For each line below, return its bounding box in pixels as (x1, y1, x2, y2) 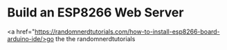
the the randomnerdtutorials (55, 34, 136, 42)
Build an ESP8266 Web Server (7, 5, 184, 21)
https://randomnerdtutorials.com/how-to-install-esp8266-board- (34, 27, 220, 36)
